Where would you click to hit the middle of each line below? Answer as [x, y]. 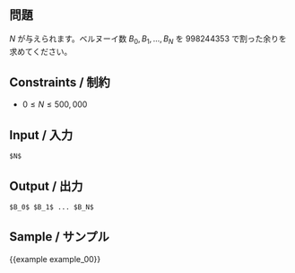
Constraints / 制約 [60, 82]
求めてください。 [41, 51]
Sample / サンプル [60, 237]
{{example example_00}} [55, 259]
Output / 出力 [46, 186]
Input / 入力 [41, 135]
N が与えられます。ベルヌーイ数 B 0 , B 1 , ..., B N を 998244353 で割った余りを [148, 40]
